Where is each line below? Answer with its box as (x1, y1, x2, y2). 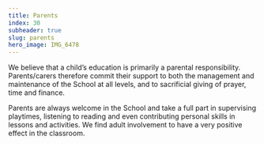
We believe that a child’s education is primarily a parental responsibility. (8, 63, 241, 72)
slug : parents (8, 33, 55, 42)
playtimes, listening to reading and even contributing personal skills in (8, 112, 236, 121)
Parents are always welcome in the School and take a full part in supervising (8, 104, 257, 113)
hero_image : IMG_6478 (8, 41, 80, 49)
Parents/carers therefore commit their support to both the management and (8, 71, 255, 81)
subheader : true (8, 26, 62, 34)
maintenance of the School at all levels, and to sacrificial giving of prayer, (8, 80, 247, 89)
